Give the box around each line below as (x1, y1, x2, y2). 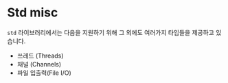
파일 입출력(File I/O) (16, 69, 72, 77)
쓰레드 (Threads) (16, 51, 64, 60)
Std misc (7, 5, 58, 21)
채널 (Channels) (16, 60, 62, 68)
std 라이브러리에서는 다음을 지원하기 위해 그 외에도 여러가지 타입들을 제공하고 (7, 28, 214, 36)
